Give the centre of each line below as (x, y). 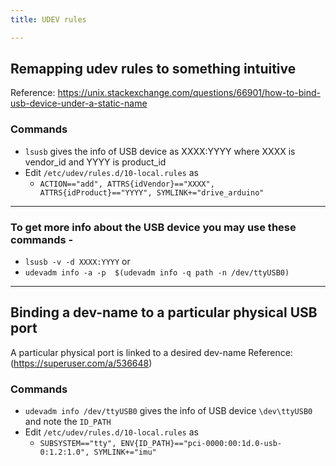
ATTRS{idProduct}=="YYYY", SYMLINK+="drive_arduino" (152, 192)
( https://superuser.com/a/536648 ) (81, 363)
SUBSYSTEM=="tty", (78, 444)
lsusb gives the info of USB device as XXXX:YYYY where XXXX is (160, 151)
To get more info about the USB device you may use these (153, 227)
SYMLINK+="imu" (125, 452)
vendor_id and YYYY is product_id (95, 162)
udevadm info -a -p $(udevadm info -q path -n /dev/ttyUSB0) (157, 273)
